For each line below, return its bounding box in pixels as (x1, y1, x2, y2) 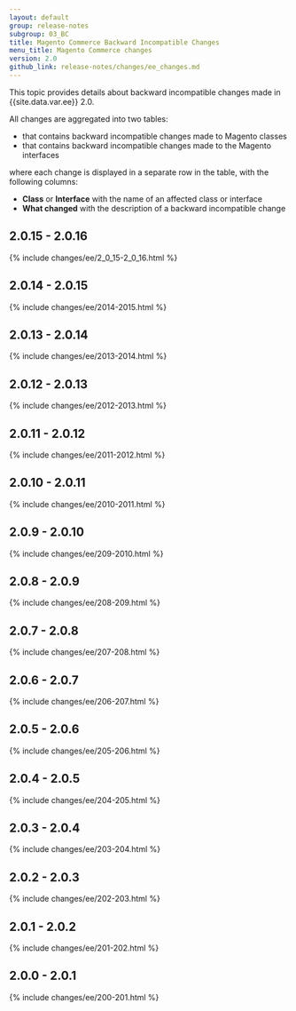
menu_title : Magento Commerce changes (9, 46, 152, 55)
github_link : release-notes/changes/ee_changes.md (9, 63, 200, 72)
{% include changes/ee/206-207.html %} (9, 697, 160, 706)
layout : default (9, 12, 69, 22)
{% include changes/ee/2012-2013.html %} (9, 401, 167, 411)
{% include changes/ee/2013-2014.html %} (9, 351, 167, 362)
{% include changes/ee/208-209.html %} (9, 597, 161, 609)
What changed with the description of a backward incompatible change (21, 203, 286, 213)
